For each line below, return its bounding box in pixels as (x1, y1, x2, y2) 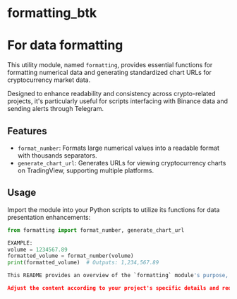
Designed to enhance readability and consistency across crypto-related (7, 90, 217, 98)
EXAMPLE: (7, 239, 33, 247)
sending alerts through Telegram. (7, 105, 104, 113)
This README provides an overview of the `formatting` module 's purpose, (7, 272, 229, 279)
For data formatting (7, 37, 123, 54)
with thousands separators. (17, 151, 97, 160)
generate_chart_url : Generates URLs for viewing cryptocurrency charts (17, 158, 226, 167)
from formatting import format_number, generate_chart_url (7, 226, 185, 234)
